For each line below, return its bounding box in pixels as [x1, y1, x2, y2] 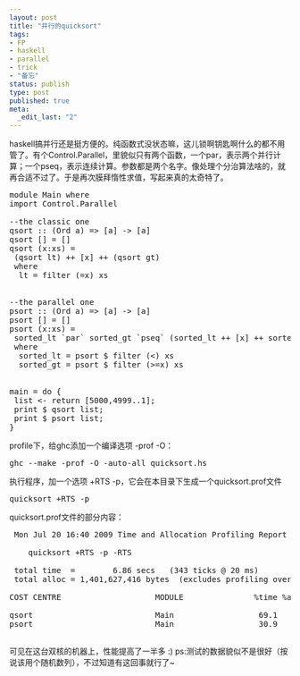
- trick [9, 63, 38, 72]
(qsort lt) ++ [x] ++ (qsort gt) [13, 252, 161, 263]
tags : [9, 30, 29, 38]
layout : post [9, 13, 58, 22]
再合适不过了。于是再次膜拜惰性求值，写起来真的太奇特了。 [9, 172, 229, 183]
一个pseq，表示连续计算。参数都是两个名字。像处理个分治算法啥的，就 [24, 161, 286, 172]
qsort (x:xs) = [9, 243, 76, 254]
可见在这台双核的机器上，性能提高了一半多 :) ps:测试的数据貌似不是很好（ [9, 646, 281, 657]
